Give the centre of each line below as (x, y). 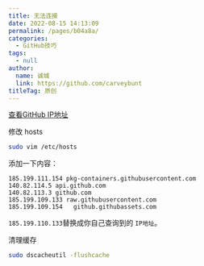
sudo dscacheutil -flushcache (59, 256)
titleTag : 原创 (33, 91)
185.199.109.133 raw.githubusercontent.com (83, 200)
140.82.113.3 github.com (50, 193)
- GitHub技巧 (36, 46)
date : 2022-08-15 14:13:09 (54, 23)
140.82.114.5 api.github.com (57, 186)
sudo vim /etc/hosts (43, 147)
